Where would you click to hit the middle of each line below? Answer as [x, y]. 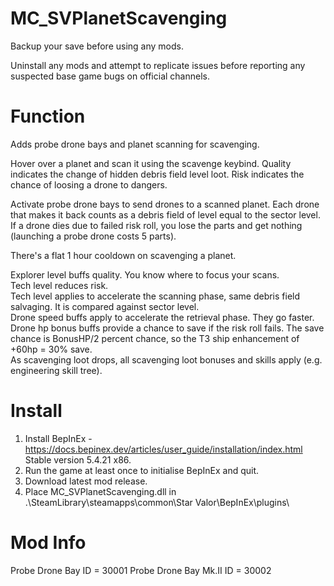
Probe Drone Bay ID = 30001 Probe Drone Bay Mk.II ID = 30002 [141, 570]
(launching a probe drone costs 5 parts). [93, 236]
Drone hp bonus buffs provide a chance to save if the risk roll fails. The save [167, 328]
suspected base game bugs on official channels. [110, 76]
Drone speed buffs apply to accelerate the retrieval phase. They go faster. [162, 317]
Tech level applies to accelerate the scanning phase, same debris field [155, 296]
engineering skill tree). [56, 370]
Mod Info [48, 543]
